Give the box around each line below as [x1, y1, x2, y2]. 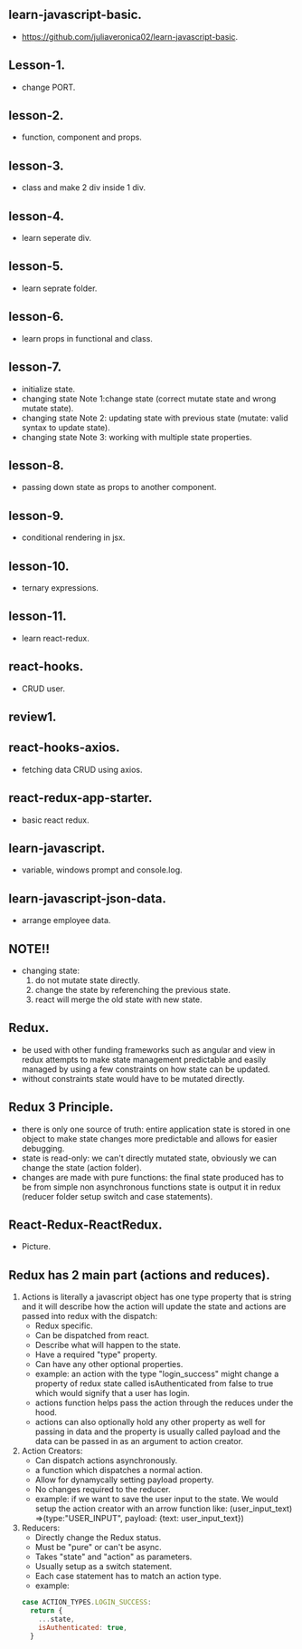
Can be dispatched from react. [34, 1330, 150, 1341]
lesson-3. [8, 158, 64, 173]
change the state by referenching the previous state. [34, 985, 231, 996]
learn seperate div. [21, 233, 92, 244]
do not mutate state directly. [34, 975, 141, 986]
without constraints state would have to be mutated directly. [21, 1073, 245, 1084]
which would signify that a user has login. [34, 1388, 191, 1399]
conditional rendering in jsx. [21, 532, 126, 543]
